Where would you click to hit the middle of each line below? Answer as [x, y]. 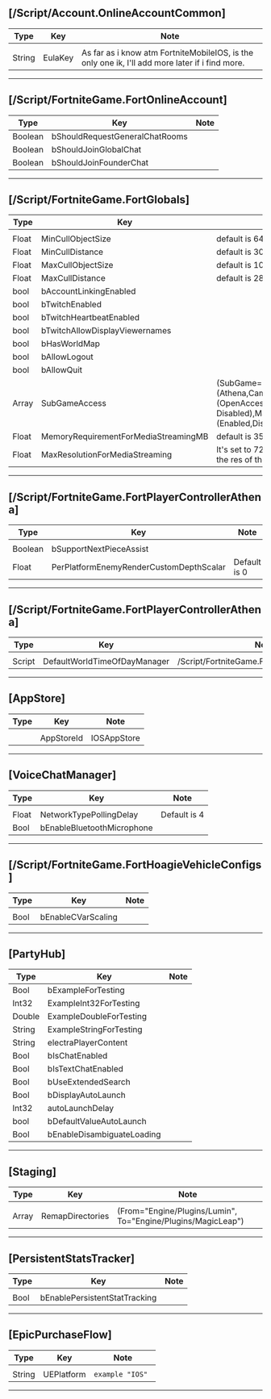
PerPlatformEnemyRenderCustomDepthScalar [138, 567]
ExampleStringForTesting [95, 1029]
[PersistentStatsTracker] [72, 1258]
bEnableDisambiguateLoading [104, 1134]
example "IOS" [121, 1374]
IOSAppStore [116, 737]
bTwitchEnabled [72, 304]
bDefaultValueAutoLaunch [97, 1121]
